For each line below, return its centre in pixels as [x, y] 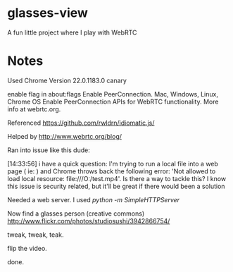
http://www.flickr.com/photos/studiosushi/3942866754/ [89, 221]
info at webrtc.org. [34, 109]
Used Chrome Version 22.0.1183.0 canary [67, 80]
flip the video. [27, 248]
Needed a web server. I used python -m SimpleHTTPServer [94, 199]
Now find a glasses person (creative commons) [76, 214]
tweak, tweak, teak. [36, 235]
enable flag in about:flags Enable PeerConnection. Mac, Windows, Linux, [113, 94]
